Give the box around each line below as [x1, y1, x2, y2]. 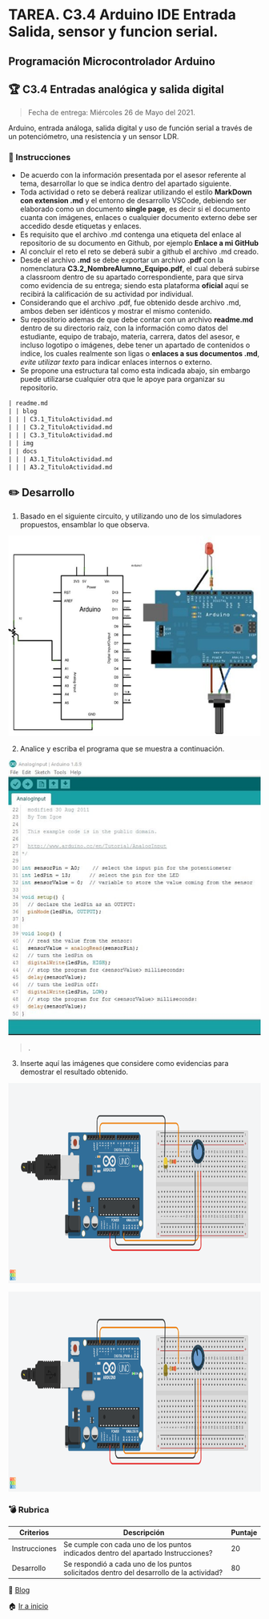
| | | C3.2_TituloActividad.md [8, 423, 113, 431]
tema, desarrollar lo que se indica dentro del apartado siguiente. [19, 178, 232, 188]
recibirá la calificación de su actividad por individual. [19, 289, 194, 299]
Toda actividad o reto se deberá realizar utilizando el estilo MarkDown [19, 186, 252, 197]
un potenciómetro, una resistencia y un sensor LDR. [8, 132, 179, 142]
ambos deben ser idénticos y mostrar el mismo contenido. [19, 306, 212, 315]
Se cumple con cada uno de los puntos [63, 1539, 192, 1549]
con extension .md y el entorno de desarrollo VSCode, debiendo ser [19, 195, 247, 205]
